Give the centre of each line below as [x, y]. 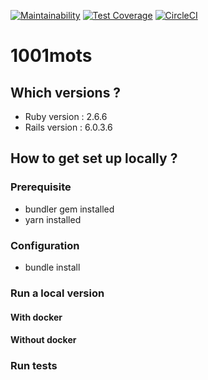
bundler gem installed [69, 209]
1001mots [51, 56]
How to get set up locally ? [94, 158]
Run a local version [57, 293]
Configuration [45, 245]
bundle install [52, 267]
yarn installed [53, 219]
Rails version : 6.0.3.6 [68, 127]
